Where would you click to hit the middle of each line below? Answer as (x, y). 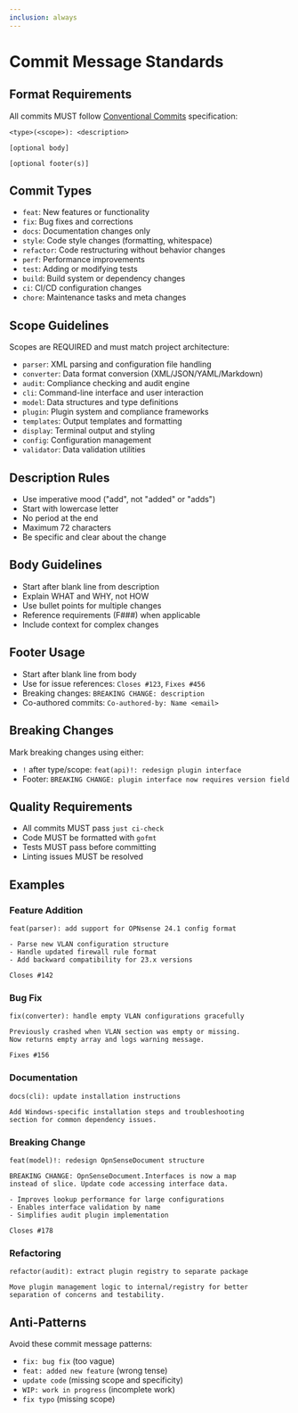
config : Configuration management (87, 440)
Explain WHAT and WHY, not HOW (85, 596)
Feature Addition (46, 910)
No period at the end (60, 518)
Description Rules (60, 478)
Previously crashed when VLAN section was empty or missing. (125, 1032)
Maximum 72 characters (67, 528)
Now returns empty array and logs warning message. (107, 1040)
